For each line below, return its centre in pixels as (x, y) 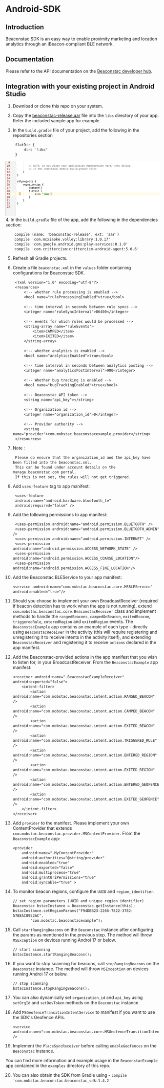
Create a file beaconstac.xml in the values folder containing (72, 268)
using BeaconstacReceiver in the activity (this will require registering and (85, 632)
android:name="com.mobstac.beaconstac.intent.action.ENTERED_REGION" (85, 755)
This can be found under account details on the (65, 467)
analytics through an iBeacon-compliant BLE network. (60, 44)
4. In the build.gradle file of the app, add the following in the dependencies (82, 220)
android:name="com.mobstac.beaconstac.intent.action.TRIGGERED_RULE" (85, 741)
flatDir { (25, 145)
